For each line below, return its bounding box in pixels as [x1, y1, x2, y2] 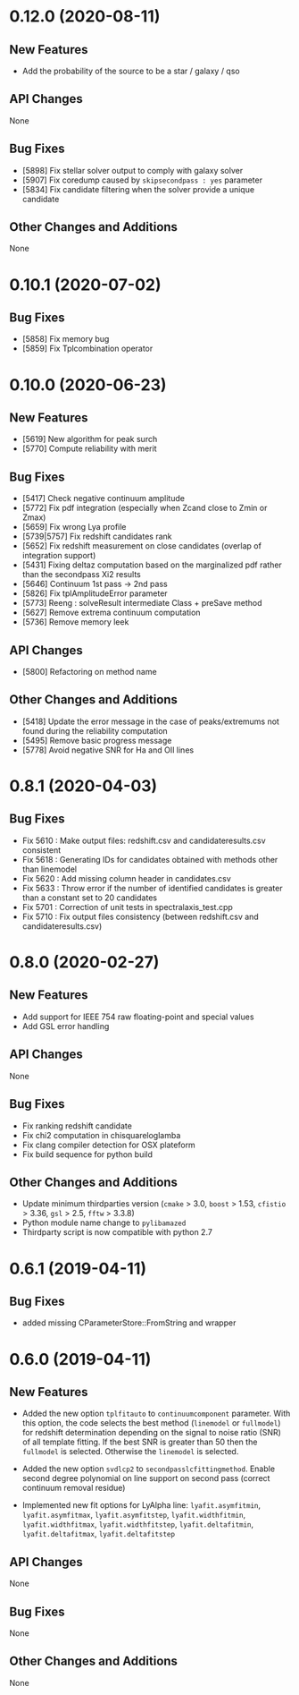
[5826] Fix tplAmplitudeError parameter [21, 588, 168, 599]
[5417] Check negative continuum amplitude [21, 493, 186, 504]
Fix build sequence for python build [21, 1148, 154, 1160]
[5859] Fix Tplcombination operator [21, 343, 154, 354]
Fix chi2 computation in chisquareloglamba [21, 1129, 181, 1140]
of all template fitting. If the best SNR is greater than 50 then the [21, 1436, 258, 1447]
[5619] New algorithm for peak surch [21, 434, 158, 445]
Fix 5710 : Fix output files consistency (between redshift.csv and [21, 911, 259, 922]
